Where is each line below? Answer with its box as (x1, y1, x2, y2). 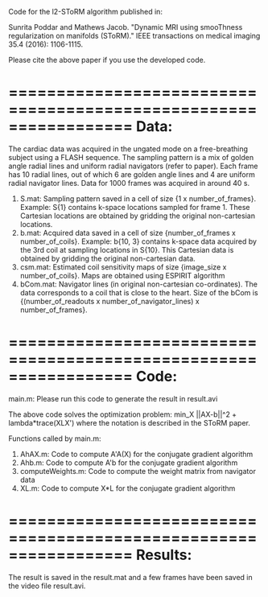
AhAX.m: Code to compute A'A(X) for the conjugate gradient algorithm (19, 449, 254, 459)
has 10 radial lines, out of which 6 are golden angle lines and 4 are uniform (8, 169, 255, 179)
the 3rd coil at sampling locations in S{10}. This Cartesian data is (19, 245, 234, 254)
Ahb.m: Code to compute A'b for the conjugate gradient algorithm (19, 458, 238, 467)
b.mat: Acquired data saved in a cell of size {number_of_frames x (19, 228, 236, 237)
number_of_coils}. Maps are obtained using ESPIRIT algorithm (19, 270, 225, 280)
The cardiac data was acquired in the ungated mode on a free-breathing (8, 144, 248, 154)
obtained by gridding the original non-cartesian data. (19, 253, 196, 263)
